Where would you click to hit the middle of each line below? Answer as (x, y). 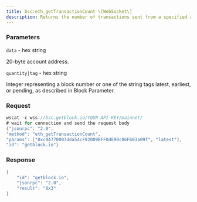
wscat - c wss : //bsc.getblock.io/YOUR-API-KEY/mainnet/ (74, 118)
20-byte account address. (38, 61)
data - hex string (26, 50)
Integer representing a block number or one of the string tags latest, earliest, (98, 84)
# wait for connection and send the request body (68, 123)
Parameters (23, 37)
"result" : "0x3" (37, 189)
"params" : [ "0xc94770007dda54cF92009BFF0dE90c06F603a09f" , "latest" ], (94, 139)
